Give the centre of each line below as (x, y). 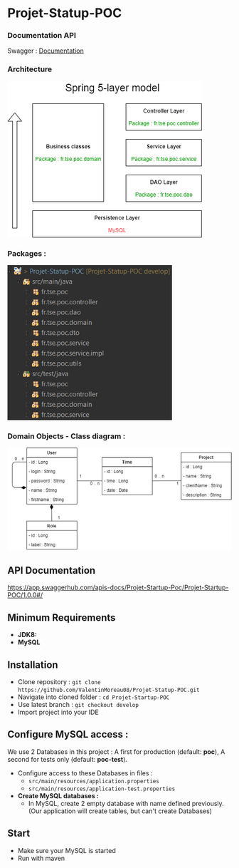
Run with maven (41, 858)
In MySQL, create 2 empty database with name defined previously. (126, 803)
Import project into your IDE (58, 712)
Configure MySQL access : (68, 734)
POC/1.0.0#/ (25, 595)
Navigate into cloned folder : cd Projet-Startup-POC (94, 697)
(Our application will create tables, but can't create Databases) (120, 811)
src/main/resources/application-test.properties (102, 789)
